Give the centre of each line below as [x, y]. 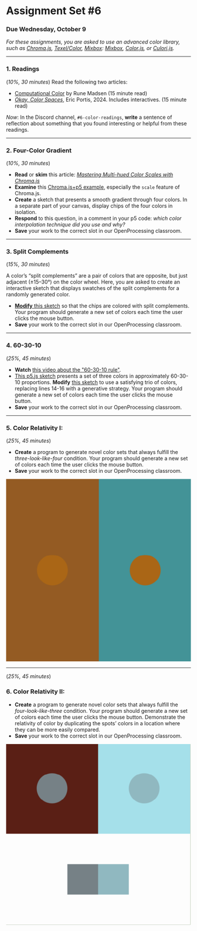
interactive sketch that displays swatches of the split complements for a [93, 288]
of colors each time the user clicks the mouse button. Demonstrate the [100, 717]
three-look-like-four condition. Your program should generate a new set [101, 458]
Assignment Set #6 [54, 11]
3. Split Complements [38, 251]
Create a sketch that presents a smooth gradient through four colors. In [101, 200]
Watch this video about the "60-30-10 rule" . [68, 369]
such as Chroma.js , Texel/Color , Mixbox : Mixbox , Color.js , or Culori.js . [90, 48]
